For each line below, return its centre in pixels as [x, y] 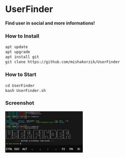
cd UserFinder [20, 85]
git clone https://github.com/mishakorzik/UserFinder [63, 62]
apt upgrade [18, 52]
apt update [17, 47]
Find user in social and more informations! [50, 23]
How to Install [22, 36]
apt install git [22, 57]
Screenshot [20, 103]
